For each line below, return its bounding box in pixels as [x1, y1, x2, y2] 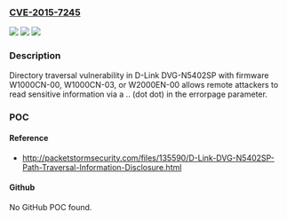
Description [9, 50, 61, 62]
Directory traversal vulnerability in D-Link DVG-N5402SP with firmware [9, 69, 269, 81]
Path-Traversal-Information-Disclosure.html [21, 161, 182, 172]
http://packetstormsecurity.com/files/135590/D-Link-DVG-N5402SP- [21, 153, 275, 163]
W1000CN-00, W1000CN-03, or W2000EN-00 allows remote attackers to [9, 79, 279, 90]
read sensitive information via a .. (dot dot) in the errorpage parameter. [9, 89, 268, 99]
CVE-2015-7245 [9, 6, 82, 19]
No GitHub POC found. [9, 201, 92, 212]
